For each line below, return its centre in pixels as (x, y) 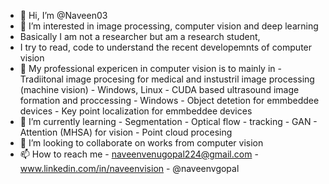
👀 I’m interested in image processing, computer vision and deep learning (169, 26)
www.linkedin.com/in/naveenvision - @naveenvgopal (129, 168)
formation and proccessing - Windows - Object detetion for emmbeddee (169, 100)
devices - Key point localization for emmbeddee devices (136, 111)
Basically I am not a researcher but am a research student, (140, 36)
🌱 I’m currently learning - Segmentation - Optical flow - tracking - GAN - (168, 121)
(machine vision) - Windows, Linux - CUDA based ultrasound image (159, 89)
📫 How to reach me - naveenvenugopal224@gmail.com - (139, 154)
